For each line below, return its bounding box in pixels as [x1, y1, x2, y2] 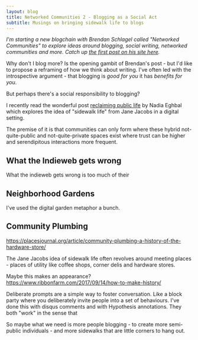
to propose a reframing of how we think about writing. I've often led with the [6, 66, 191, 73]
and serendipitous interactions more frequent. [6, 139, 118, 146]
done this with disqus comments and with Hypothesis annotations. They [6, 303, 182, 310]
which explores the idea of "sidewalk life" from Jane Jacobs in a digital [6, 108, 179, 116]
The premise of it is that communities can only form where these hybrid [6, 126, 180, 133]
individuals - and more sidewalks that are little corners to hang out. [22, 327, 185, 334]
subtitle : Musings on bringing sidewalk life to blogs [6, 20, 144, 25]
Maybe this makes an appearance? [6, 272, 92, 280]
